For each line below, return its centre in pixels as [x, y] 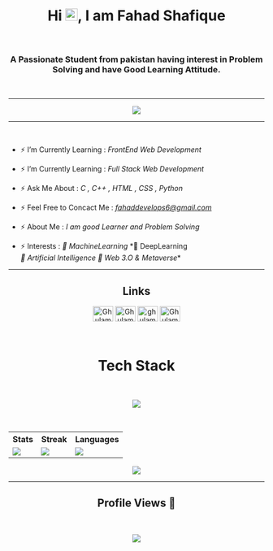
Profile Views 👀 [136, 503]
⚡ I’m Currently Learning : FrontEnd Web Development [110, 150]
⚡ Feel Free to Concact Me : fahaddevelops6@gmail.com [116, 208]
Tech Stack [136, 366]
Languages [97, 439]
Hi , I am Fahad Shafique [136, 16]
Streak [54, 439]
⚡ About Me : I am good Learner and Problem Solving [110, 227]
